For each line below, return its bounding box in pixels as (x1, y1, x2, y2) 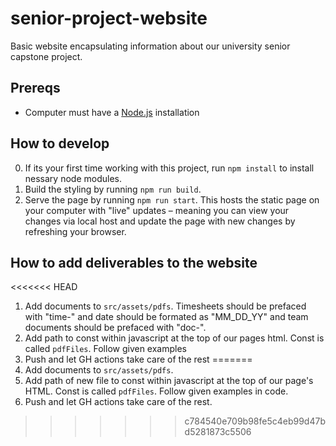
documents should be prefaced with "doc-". (24, 322, 207, 334)
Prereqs (10, 80, 61, 97)
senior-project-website (10, 7, 208, 30)
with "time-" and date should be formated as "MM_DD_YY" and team (24, 311, 309, 323)
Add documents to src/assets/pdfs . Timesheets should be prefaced (24, 300, 307, 312)
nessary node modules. (24, 172, 122, 184)
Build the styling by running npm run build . (24, 183, 202, 195)
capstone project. (10, 50, 83, 62)
